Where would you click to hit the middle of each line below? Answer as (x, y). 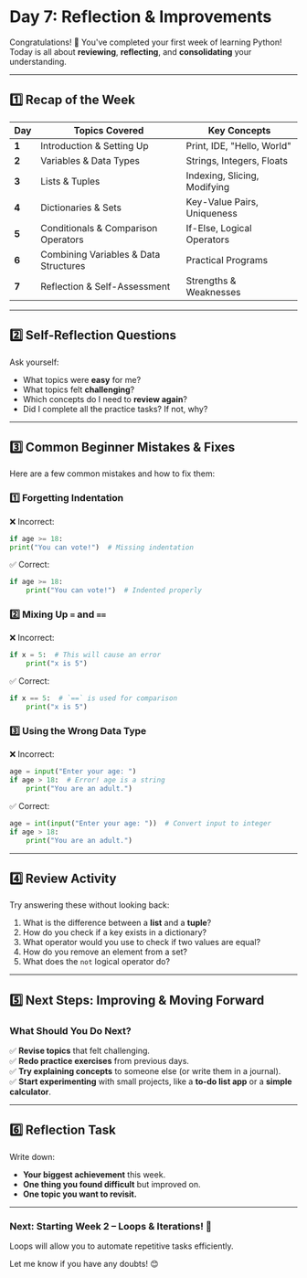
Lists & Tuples (70, 181)
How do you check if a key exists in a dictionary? (115, 932)
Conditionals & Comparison (99, 228)
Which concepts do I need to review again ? (105, 399)
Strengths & (211, 281)
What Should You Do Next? (70, 1030)
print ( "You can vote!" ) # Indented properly (114, 591)
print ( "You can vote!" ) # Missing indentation (102, 547)
